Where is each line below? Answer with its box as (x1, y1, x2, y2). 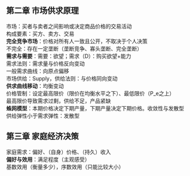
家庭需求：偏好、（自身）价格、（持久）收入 (6, 148, 111, 155)
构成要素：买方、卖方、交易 (6, 30, 75, 37)
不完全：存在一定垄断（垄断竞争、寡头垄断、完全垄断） (6, 45, 142, 52)
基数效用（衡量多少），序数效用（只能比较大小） (6, 163, 124, 170)
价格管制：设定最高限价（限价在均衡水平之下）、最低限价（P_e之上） (6, 89, 175, 97)
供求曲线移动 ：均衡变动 (6, 82, 64, 89)
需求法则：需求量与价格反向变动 (6, 60, 85, 67)
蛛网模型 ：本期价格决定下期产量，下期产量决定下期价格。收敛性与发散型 (6, 104, 184, 112)
